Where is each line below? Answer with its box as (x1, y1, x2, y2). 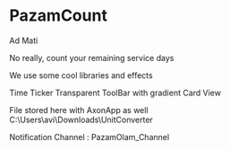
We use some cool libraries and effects (9, 69, 154, 81)
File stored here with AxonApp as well (9, 104, 149, 115)
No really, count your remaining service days (9, 52, 175, 63)
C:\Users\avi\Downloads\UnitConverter (9, 114, 154, 125)
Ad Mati (9, 35, 38, 46)
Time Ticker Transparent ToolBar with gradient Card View (9, 87, 222, 98)
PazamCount (9, 5, 107, 26)
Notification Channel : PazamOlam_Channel (9, 131, 170, 142)
